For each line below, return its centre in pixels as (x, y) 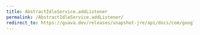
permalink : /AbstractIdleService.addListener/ (65, 17)
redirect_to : (22, 23)
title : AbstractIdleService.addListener (57, 12)
